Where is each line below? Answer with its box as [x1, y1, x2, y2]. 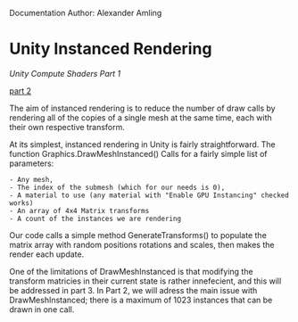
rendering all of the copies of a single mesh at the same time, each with [9, 111, 272, 123]
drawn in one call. [9, 303, 75, 315]
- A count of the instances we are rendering [9, 214, 181, 223]
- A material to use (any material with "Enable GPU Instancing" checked [9, 191, 290, 200]
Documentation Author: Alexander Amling [9, 8, 162, 18]
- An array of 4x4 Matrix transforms [9, 206, 150, 215]
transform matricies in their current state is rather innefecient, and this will [9, 276, 282, 286]
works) [9, 198, 34, 208]
